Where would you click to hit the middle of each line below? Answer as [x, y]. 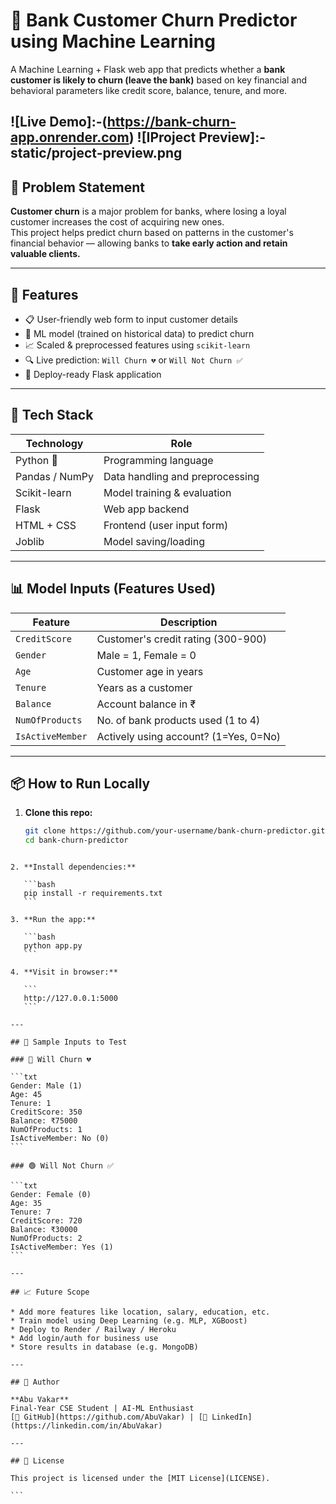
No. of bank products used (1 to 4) [178, 720]
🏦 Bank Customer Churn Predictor [154, 20]
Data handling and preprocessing [181, 476]
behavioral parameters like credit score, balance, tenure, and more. [149, 90]
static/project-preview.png [96, 153]
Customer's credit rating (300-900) [181, 639]
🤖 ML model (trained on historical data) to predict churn [139, 333]
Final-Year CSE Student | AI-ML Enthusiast [102, 1409]
